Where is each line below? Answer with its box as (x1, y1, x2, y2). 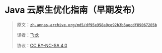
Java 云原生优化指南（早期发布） (4, 4, 140, 16)
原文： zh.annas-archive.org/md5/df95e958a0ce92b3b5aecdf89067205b (16, 22, 157, 27)
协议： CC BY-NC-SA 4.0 (16, 42, 68, 48)
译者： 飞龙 (16, 32, 39, 38)
